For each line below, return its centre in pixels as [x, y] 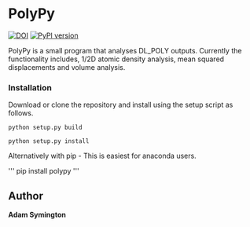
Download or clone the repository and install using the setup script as [121, 105]
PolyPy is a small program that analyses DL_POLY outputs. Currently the [125, 50]
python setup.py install [49, 141]
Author [26, 196]
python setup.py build [45, 128]
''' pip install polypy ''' [44, 171]
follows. [21, 113]
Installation [30, 87]
